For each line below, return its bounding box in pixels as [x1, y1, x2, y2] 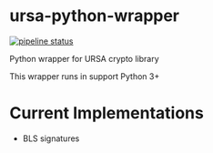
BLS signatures [22, 133, 80, 144]
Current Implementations [9, 103, 205, 124]
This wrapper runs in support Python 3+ [9, 70, 160, 82]
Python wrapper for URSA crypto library [9, 53, 159, 64]
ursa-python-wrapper [9, 5, 180, 26]
